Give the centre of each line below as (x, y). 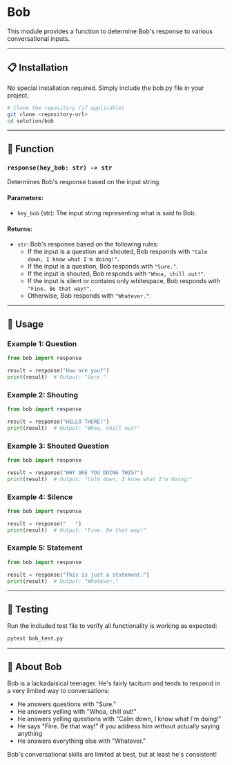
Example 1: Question (42, 343)
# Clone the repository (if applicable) (66, 108)
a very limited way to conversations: (58, 690)
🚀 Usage (25, 324)
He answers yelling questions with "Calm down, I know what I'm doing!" (119, 719)
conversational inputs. (39, 38)
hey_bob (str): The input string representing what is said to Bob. (107, 213)
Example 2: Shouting (42, 395)
